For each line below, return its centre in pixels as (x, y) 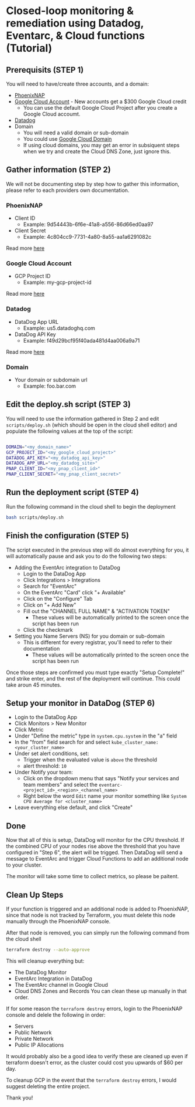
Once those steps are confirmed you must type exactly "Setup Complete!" (95, 672)
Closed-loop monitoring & (70, 11)
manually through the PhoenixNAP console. (58, 921)
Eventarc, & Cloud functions (75, 36)
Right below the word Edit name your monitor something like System (105, 796)
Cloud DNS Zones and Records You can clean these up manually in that (100, 991)
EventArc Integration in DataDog (53, 979)
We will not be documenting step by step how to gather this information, (93, 184)
